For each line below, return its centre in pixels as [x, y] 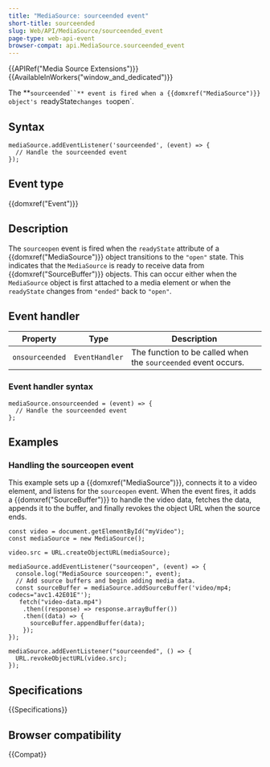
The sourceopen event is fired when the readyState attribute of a [114, 248]
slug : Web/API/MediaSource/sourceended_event [86, 31]
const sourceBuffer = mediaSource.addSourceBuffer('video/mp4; [123, 588]
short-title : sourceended [51, 23]
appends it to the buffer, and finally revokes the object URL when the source [135, 508]
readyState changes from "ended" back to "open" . [90, 291]
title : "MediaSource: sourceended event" [79, 16]
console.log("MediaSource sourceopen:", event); [98, 574]
